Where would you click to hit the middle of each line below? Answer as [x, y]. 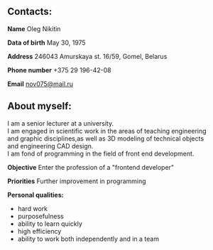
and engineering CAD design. [50, 146]
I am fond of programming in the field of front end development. [101, 153]
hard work [33, 208]
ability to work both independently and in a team [88, 239]
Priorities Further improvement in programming [77, 181]
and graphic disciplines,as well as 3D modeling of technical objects [106, 138]
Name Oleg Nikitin [34, 28]
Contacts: [30, 12]
